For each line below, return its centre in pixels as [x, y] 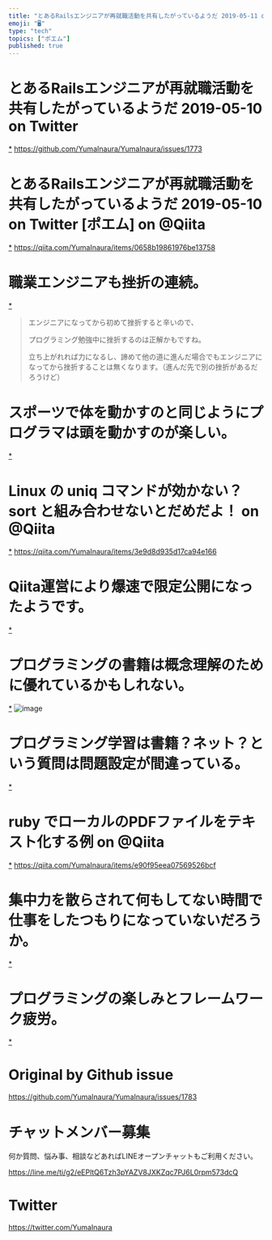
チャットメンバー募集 [79, 1132]
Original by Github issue [91, 1074]
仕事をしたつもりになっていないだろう [135, 920]
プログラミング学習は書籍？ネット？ [129, 743]
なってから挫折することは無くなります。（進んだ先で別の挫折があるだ [143, 367]
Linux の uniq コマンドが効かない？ [125, 491]
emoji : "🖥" [27, 23]
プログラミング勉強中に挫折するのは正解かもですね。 [117, 339]
